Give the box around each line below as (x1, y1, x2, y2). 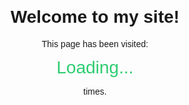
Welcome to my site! (10, 7, 180, 28)
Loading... (56, 57, 134, 78)
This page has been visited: (41, 38, 149, 49)
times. (83, 85, 107, 97)
